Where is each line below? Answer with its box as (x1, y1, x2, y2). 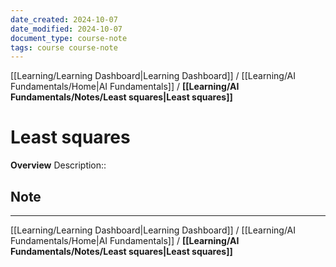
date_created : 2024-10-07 (10, 14, 118, 25)
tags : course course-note (10, 42, 118, 53)
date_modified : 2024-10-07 (10, 24, 123, 34)
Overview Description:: (10, 159, 107, 171)
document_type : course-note (10, 33, 128, 43)
